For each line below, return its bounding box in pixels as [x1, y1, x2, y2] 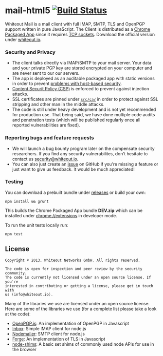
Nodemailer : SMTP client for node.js [12, 331, 85, 336]
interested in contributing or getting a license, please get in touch [5, 283, 153, 288]
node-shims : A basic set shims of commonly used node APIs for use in [12, 341, 154, 347]
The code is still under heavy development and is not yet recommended [12, 106, 156, 112]
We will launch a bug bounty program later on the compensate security [12, 146, 155, 151]
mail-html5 [5, 5, 51, 16]
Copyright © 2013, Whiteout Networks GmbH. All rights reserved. [5, 258, 140, 263]
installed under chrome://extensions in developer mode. [5, 212, 118, 218]
